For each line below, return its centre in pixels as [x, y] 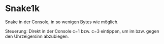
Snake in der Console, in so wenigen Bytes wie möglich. [62, 22]
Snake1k [22, 8]
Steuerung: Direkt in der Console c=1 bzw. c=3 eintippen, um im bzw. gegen [82, 31]
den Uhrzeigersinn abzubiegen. [37, 36]
